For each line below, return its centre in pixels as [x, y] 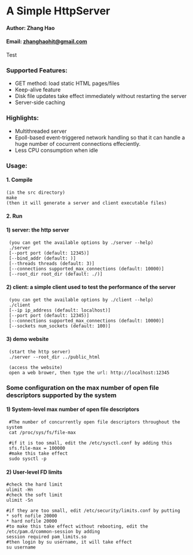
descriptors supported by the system [61, 395]
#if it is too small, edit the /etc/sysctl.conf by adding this [90, 443]
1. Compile [19, 180]
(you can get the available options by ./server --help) [81, 243]
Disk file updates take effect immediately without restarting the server [101, 96]
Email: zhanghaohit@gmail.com [47, 42]
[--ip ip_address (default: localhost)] [60, 310]
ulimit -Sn [20, 501]
